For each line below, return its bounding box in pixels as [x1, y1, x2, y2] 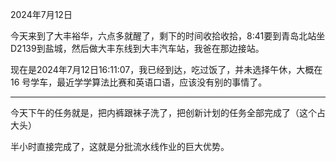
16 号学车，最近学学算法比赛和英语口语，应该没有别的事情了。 [10, 76, 268, 88]
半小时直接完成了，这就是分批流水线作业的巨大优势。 [10, 141, 230, 152]
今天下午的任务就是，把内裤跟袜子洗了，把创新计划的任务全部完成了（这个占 [10, 107, 326, 118]
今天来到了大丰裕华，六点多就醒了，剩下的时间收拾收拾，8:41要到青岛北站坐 [10, 30, 326, 42]
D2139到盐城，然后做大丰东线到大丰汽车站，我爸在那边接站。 [10, 43, 265, 54]
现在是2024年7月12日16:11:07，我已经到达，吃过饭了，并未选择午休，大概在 [10, 64, 323, 75]
